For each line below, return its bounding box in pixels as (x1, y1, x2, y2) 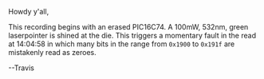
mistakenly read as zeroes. (8, 48, 97, 57)
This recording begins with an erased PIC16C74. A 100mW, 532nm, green (8, 22, 249, 31)
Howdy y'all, (8, 7, 49, 16)
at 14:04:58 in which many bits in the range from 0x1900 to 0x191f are (8, 39, 235, 49)
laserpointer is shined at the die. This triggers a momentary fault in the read (8, 31, 257, 40)
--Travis (8, 63, 34, 73)
